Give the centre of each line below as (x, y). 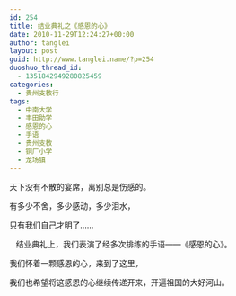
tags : (19, 101)
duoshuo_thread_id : (46, 68)
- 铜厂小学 (35, 151)
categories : (31, 85)
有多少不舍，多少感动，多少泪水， (72, 206)
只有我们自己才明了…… (52, 225)
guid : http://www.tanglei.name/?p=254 (82, 59)
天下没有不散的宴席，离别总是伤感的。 (80, 186)
